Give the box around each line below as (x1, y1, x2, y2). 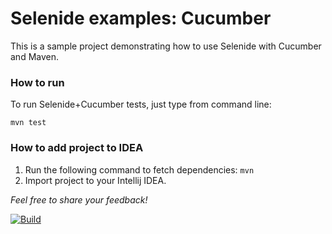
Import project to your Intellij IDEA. (24, 174, 167, 186)
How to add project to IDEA (10, 141, 144, 155)
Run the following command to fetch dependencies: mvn (24, 163, 255, 176)
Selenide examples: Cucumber (10, 7, 272, 30)
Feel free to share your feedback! (10, 193, 148, 206)
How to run (10, 75, 65, 89)
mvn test (10, 118, 47, 128)
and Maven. (10, 50, 60, 62)
